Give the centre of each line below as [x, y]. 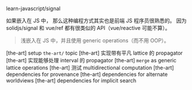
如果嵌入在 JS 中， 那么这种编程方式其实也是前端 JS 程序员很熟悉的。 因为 [96, 21]
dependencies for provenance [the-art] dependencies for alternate [87, 74]
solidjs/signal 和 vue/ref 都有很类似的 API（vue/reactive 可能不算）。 [88, 28]
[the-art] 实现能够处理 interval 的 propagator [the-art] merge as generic [91, 60]
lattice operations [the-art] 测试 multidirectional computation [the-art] [90, 68]
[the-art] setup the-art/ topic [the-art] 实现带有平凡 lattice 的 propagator [95, 53]
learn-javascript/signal [33, 9]
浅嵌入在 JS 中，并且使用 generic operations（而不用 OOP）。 [95, 40]
